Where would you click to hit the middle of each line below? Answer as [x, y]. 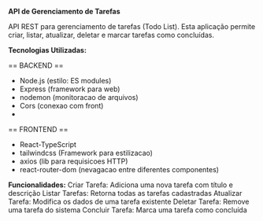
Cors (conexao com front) [61, 106]
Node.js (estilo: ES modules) [65, 81]
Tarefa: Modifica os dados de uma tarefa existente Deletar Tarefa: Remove [129, 201]
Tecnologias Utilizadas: [47, 50]
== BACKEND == [36, 65]
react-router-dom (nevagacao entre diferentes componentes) [119, 169]
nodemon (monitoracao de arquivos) [79, 97]
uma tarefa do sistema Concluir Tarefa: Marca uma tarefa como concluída [128, 210]
